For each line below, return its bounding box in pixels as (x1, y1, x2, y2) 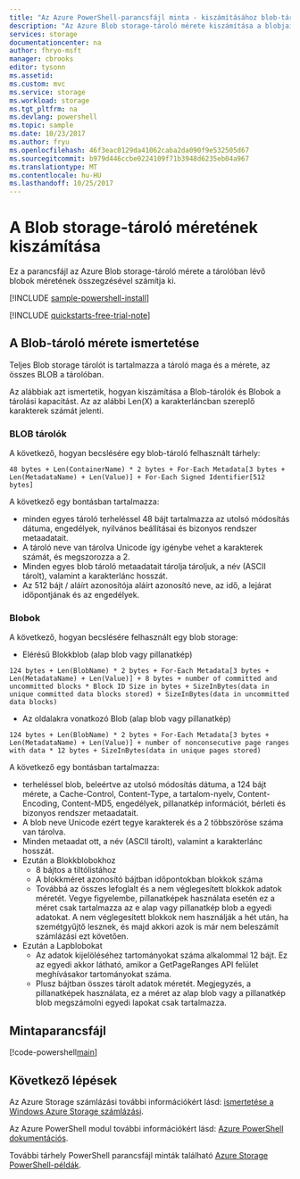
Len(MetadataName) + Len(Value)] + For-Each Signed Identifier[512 (9, 473, 266, 482)
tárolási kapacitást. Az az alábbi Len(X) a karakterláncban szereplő (9, 395, 255, 406)
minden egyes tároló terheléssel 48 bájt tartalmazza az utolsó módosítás (21, 514, 290, 525)
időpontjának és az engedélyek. (21, 590, 140, 601)
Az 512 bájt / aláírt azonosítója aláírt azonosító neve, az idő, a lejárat (21, 580, 272, 591)
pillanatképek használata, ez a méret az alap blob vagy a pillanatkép (35, 988, 286, 999)
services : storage (9, 29, 78, 38)
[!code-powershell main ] (9, 1047, 98, 1058)
